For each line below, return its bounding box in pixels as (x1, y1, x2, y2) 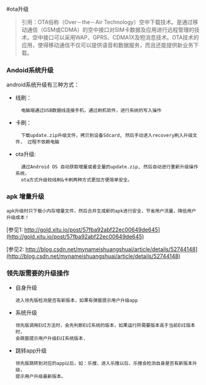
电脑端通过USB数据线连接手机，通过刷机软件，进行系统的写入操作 (21, 107, 162, 114)
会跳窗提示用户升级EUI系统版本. (15, 335, 86, 341)
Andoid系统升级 (6, 66, 54, 74)
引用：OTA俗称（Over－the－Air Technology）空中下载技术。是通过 (21, 18, 193, 26)
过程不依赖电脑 (27, 139, 59, 146)
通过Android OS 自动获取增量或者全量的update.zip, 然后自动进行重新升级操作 (21, 164, 199, 170)
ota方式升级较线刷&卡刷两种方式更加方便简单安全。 (21, 177, 133, 183)
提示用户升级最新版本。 (15, 373, 66, 379)
